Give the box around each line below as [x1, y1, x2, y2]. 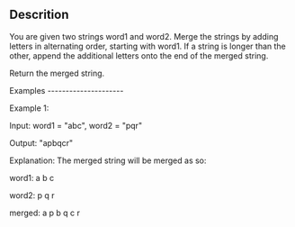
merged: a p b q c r [9, 207, 81, 218]
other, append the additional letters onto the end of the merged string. [9, 50, 269, 61]
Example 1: [9, 103, 49, 113]
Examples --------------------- [9, 85, 124, 95]
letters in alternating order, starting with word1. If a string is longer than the [9, 41, 286, 51]
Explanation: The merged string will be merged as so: [9, 155, 207, 166]
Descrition [9, 7, 69, 23]
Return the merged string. [9, 68, 105, 78]
